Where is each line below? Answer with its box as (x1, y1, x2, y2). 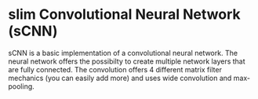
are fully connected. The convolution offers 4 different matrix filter (8, 64, 222, 74)
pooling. (8, 81, 35, 91)
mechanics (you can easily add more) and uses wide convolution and (8, 73, 232, 82)
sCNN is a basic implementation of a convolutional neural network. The (8, 48, 238, 57)
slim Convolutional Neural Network (8, 5, 241, 24)
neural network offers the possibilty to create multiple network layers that (8, 57, 245, 66)
